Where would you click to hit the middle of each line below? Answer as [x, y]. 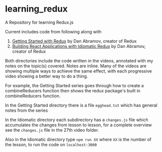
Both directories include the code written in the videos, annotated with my [79, 61]
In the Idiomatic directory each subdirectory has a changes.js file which [77, 120]
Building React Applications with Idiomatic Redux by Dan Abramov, [79, 46]
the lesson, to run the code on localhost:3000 [51, 144]
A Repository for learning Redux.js [39, 22]
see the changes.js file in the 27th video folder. [52, 130]
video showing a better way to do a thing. [47, 76]
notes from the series [27, 110]
